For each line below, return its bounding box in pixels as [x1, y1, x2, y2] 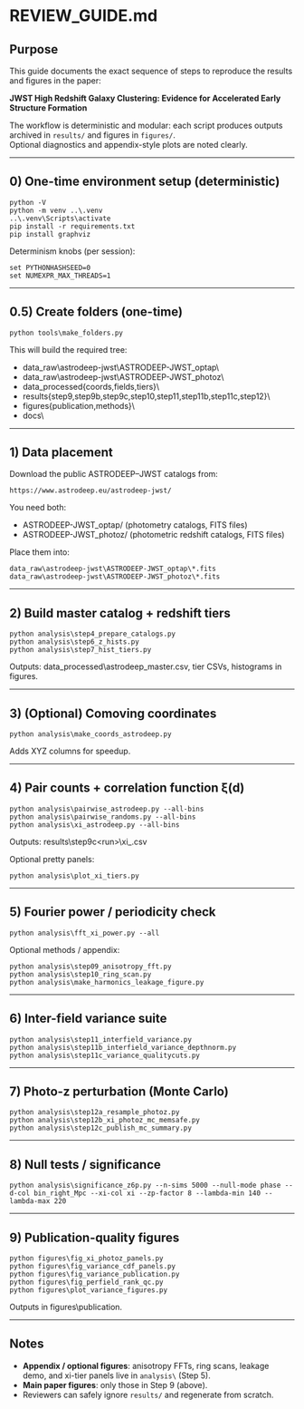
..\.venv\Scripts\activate [9, 214, 111, 223]
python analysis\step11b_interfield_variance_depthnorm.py [9, 1043, 237, 1052]
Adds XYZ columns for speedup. [9, 745, 131, 757]
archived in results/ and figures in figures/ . [9, 130, 176, 141]
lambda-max [9, 1197, 51, 1206]
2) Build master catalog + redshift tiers [9, 605, 231, 621]
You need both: [9, 502, 67, 513]
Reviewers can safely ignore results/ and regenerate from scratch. [22, 1389, 274, 1400]
